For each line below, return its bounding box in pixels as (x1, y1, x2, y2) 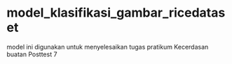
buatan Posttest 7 (6, 50, 57, 58)
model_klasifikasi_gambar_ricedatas (6, 5, 226, 21)
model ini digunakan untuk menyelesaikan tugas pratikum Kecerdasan (6, 42, 209, 51)
